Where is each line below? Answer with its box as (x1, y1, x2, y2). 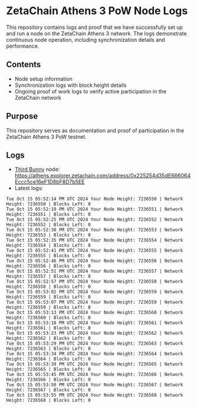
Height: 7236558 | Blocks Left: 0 (6, 284, 91, 290)
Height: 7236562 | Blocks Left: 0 (6, 335, 91, 342)
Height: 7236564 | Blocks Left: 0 (6, 356, 91, 362)
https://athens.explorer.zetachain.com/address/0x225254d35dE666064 (14, 172, 191, 179)
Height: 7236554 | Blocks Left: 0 (6, 243, 91, 248)
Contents (6, 60, 41, 70)
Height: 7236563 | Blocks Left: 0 (6, 346, 91, 352)
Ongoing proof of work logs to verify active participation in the (14, 87, 167, 95)
